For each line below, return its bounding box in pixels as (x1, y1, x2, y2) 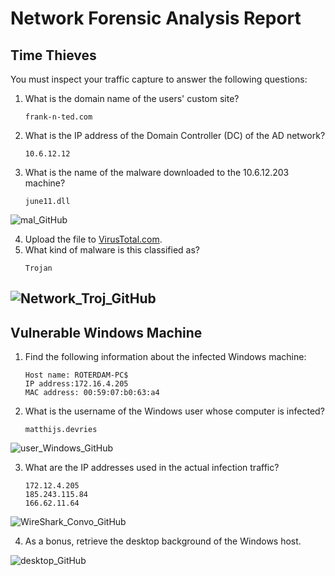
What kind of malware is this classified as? (24, 244, 200, 256)
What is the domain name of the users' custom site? (24, 93, 240, 104)
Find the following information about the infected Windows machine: (24, 351, 307, 363)
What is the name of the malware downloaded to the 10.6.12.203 (24, 167, 290, 178)
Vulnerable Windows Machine (10, 324, 203, 341)
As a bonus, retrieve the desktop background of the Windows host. (24, 535, 302, 547)
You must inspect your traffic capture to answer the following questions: (10, 73, 308, 85)
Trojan (24, 263, 53, 273)
